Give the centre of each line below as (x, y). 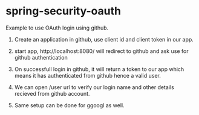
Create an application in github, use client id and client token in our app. (104, 39)
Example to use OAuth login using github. (57, 28)
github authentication (41, 57)
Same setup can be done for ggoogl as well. (69, 105)
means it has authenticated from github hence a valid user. (87, 75)
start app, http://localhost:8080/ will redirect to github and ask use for (101, 51)
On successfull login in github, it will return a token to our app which (99, 69)
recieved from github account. (52, 93)
